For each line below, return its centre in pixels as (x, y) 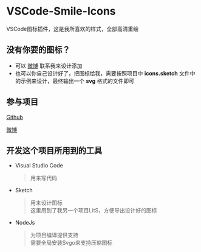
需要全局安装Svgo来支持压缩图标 (71, 243)
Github (15, 117)
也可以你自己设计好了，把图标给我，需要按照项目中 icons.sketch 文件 (102, 73)
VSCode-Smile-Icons (61, 11)
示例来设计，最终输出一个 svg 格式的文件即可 (77, 81)
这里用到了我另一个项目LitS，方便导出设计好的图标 (94, 211)
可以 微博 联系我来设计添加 (49, 66)
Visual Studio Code (39, 166)
